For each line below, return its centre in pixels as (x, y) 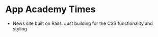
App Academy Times (50, 9)
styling (20, 28)
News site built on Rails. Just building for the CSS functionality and (83, 23)
